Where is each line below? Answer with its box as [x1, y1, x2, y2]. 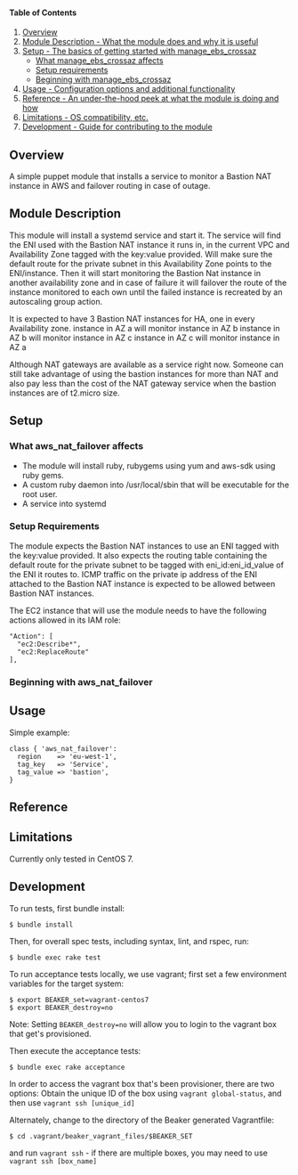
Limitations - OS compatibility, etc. [21, 112, 149, 123]
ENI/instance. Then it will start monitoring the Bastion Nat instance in [9, 267, 262, 278]
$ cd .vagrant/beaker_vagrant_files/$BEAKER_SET [9, 1131, 193, 1140]
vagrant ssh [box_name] [9, 1156, 98, 1166]
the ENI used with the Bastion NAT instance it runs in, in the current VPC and [9, 239, 290, 249]
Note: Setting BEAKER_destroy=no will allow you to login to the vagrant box [9, 1018, 278, 1029]
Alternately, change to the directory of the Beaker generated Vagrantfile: [9, 1114, 275, 1125]
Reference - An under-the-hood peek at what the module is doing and [21, 94, 279, 104]
